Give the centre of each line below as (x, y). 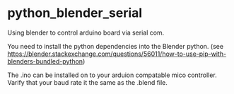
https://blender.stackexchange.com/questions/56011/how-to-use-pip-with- (117, 54)
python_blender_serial (75, 13)
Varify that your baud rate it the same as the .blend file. (88, 82)
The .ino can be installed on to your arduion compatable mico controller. (112, 75)
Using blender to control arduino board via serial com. (86, 33)
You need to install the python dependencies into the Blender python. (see (116, 46)
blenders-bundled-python (45, 61)
